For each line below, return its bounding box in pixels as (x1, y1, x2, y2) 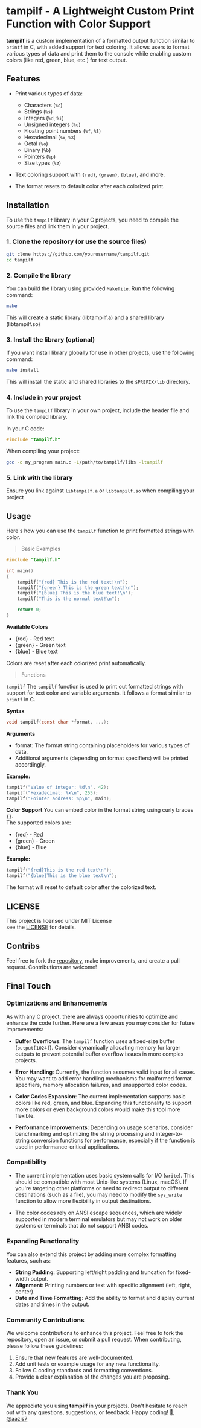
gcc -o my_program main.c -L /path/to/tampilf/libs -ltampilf (6, 459, 164, 465)
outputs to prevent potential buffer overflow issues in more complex (14, 1050, 184, 1057)
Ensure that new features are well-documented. (14, 1354, 134, 1362)
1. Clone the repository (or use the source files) (6, 237, 147, 246)
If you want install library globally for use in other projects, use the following (6, 349, 195, 357)
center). (14, 1288, 35, 1295)
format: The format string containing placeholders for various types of (14, 741, 190, 749)
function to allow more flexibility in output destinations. (14, 1197, 152, 1205)
